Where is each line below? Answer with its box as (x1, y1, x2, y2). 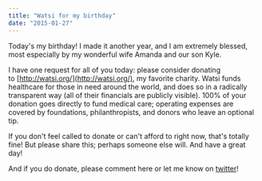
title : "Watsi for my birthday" (8, 11, 116, 20)
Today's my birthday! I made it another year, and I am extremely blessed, (8, 41, 248, 50)
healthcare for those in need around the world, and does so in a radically (8, 81, 248, 92)
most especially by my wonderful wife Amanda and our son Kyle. (8, 49, 222, 59)
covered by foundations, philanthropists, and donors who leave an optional (8, 107, 254, 116)
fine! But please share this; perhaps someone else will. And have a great (8, 140, 246, 149)
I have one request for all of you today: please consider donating (8, 65, 221, 74)
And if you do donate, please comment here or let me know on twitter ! (8, 163, 240, 173)
